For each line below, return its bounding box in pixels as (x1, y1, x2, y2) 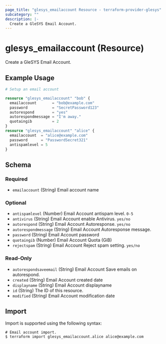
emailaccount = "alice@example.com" (9, 133, 88, 138)
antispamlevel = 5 (9, 142, 48, 147)
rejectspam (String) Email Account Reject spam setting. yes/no (12, 242, 141, 248)
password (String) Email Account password (12, 232, 100, 238)
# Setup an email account (5, 87, 59, 92)
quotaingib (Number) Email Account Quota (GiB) (12, 237, 112, 243)
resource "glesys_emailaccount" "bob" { (5, 96, 91, 101)
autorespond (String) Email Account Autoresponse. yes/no (12, 221, 131, 227)
